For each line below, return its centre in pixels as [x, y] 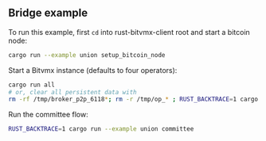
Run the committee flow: [49, 115]
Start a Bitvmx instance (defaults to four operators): [93, 70]
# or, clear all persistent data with [72, 92]
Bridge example [48, 13]
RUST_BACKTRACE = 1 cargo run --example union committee [101, 129]
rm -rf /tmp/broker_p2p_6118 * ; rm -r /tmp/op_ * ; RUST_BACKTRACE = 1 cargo [133, 99]
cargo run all [32, 85]
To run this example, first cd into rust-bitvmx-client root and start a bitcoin [129, 32]
